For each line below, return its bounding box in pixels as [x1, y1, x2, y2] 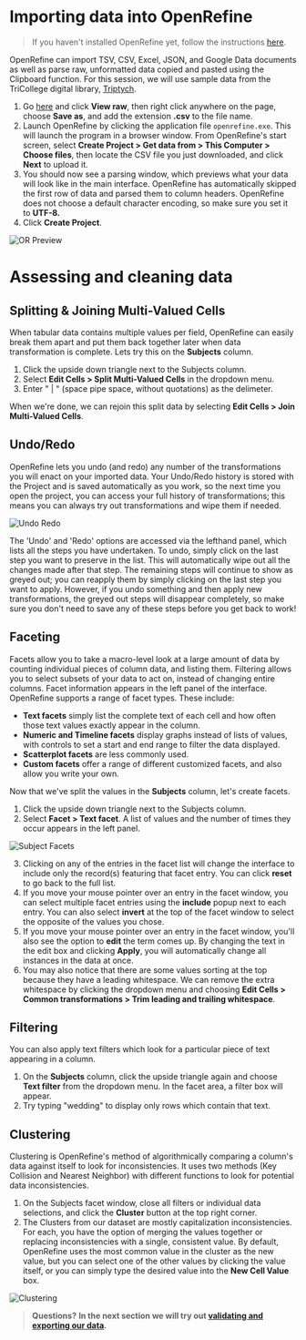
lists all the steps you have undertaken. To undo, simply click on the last [9, 545, 280, 556]
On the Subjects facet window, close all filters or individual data [22, 1198, 261, 1209]
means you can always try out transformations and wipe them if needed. [9, 499, 282, 511]
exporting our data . [31, 1320, 107, 1331]
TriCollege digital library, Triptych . [9, 83, 137, 94]
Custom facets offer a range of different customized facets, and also [22, 758, 282, 769]
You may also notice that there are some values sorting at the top [22, 964, 268, 976]
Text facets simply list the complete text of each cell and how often [22, 710, 276, 721]
